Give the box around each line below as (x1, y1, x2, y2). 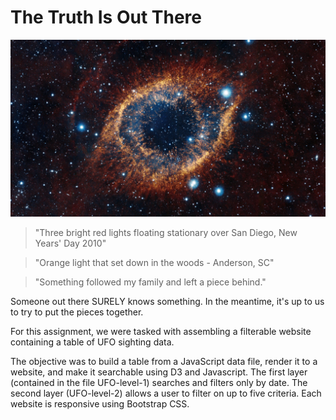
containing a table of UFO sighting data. (10, 336, 175, 348)
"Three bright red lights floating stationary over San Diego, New (34, 227, 298, 239)
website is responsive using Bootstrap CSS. (10, 398, 190, 410)
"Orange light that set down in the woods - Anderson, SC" (34, 257, 275, 269)
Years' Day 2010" (34, 237, 107, 250)
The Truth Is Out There (10, 6, 203, 29)
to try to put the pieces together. (10, 306, 144, 318)
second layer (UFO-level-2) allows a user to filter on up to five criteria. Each (10, 387, 322, 400)
